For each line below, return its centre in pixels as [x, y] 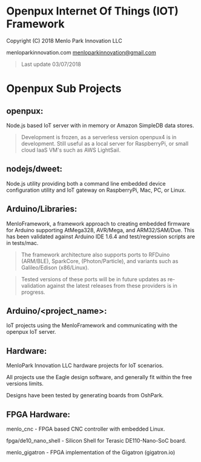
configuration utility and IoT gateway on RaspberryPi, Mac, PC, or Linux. [96, 190]
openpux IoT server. [31, 332]
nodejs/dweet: [34, 169]
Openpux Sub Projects [64, 89]
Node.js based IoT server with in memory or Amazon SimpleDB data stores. [100, 125]
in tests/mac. [22, 242]
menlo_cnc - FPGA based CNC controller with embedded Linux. [86, 429]
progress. [33, 292]
